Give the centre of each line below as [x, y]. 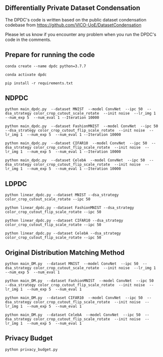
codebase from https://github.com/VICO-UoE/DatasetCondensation [73, 25]
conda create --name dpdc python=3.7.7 [46, 66]
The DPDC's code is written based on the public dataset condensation [76, 19]
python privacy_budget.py [31, 349]
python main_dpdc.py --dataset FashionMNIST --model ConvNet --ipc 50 [82, 126]
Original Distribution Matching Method [65, 253]
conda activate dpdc [26, 75]
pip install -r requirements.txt [39, 83]
